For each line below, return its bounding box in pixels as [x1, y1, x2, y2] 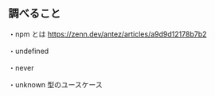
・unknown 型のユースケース [8, 79, 103, 89]
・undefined [8, 46, 49, 56]
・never [8, 63, 34, 72]
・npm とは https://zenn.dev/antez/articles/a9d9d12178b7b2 [8, 29, 207, 39]
